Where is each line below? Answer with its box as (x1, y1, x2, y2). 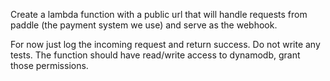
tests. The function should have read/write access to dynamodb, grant (10, 49, 301, 61)
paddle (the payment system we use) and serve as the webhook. (10, 19, 278, 31)
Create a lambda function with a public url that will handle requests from (10, 9, 308, 20)
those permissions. (10, 60, 89, 71)
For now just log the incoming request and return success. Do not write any (10, 39, 321, 50)
